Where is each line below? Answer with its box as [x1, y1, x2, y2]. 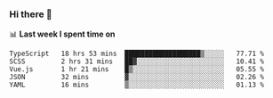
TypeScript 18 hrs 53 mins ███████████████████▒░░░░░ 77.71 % [9, 49, 265, 59]
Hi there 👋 [9, 8, 53, 20]
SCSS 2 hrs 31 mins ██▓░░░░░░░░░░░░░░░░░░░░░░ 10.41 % [9, 57, 265, 66]
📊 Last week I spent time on [9, 29, 116, 39]
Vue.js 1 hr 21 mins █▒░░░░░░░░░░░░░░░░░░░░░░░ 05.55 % [9, 65, 265, 74]
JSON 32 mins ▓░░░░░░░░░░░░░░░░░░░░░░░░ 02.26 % [9, 73, 265, 82]
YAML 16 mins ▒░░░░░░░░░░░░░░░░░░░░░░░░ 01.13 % [9, 80, 265, 90]
